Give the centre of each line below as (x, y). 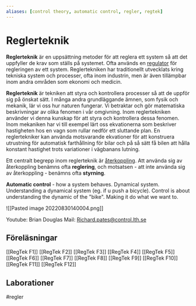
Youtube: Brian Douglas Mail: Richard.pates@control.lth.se (76, 219)
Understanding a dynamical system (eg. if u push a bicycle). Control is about (98, 191)
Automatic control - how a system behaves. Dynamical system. (83, 184)
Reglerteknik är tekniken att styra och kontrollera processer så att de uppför (98, 93)
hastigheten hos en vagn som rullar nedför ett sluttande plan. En (83, 130)
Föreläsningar (32, 238)
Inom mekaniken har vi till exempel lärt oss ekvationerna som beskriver (91, 124)
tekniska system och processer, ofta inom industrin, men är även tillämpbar (96, 75)
